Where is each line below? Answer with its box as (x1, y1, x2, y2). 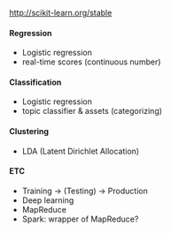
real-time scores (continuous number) (21, 56, 161, 67)
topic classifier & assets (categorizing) (21, 106, 162, 116)
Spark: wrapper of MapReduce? (21, 214, 139, 224)
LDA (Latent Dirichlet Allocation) (21, 146, 140, 156)
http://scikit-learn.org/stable (9, 8, 113, 18)
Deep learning (21, 194, 74, 206)
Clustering (9, 126, 50, 136)
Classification (9, 77, 62, 87)
